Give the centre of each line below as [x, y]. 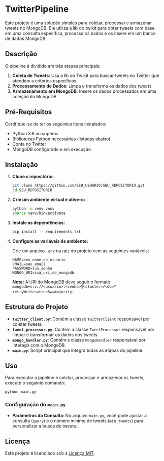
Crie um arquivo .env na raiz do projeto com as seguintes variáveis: [81, 251]
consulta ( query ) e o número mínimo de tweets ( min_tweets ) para [78, 421]
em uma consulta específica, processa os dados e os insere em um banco [81, 33]
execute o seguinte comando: [35, 383]
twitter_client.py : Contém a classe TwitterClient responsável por [81, 319]
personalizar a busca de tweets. [45, 426]
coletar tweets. [27, 324]
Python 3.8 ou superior [35, 133]
